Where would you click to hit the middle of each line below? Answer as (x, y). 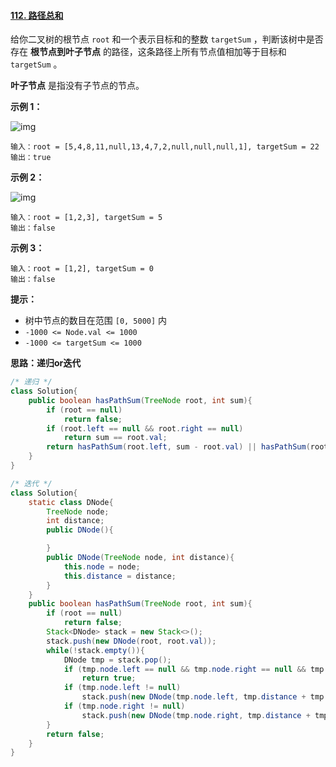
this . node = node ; (102, 566)
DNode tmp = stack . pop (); (117, 660)
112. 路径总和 (37, 15)
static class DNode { (71, 502)
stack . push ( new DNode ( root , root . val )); (131, 641)
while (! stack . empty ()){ (95, 650)
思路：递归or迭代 (46, 363)
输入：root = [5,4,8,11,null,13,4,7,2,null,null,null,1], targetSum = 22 (165, 147)
